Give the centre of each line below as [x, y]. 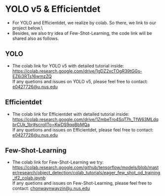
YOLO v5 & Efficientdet [53, 9]
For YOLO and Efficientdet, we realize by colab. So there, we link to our [84, 23]
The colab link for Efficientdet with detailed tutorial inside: [71, 114]
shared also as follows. [35, 38]
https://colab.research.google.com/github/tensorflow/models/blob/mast [85, 167]
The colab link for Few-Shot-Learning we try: [58, 162]
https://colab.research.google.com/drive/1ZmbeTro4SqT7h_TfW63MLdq [85, 119]
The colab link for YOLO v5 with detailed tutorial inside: [68, 65]
